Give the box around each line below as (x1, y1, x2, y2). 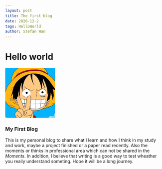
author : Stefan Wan (5, 29, 46, 34)
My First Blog (5, 126, 38, 133)
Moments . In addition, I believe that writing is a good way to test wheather (5, 153, 157, 159)
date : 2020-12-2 (5, 18, 39, 23)
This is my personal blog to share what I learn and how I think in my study (5, 137, 156, 143)
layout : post (5, 8, 32, 13)
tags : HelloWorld (5, 24, 41, 29)
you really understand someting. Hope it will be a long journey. (5, 158, 134, 164)
